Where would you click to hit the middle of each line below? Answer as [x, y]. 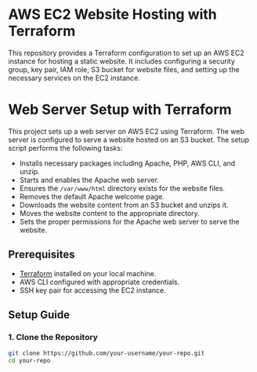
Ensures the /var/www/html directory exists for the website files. [122, 188]
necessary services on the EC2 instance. [74, 78]
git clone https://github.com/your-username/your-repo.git [107, 354]
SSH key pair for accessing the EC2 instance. [92, 290]
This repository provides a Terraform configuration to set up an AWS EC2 [126, 53]
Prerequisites [42, 255]
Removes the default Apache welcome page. [92, 196]
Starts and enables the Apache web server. [89, 180]
